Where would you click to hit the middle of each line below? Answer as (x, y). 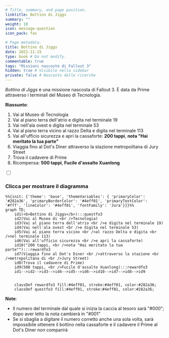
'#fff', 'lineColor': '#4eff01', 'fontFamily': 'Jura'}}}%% (70, 206)
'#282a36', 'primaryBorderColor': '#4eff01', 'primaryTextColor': (76, 201)
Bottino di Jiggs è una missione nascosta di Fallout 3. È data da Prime (77, 90)
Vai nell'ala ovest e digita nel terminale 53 (56, 125)
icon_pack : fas (21, 33)
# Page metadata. (23, 43)
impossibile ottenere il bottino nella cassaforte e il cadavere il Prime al (85, 325)
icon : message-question (30, 29)
